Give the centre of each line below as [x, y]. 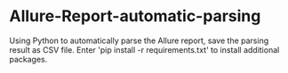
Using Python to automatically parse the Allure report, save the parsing [139, 40]
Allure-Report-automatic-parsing [135, 16]
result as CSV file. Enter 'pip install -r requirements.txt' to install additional [144, 49]
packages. [28, 59]
